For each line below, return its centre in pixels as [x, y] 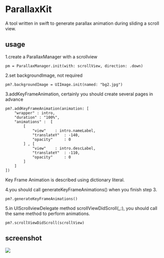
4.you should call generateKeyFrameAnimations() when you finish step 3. [81, 189]
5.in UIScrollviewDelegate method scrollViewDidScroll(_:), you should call [81, 208]
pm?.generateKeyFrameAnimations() [42, 199]
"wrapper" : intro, [35, 113]
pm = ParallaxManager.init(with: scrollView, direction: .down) [74, 66]
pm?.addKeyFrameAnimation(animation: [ [47, 109]
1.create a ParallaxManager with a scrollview [51, 57]
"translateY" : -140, [56, 135]
